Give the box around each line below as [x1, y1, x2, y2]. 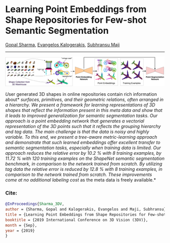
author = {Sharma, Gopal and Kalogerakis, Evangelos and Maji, [5, 207, 142, 212]
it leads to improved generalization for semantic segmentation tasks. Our [5, 112, 158, 118]
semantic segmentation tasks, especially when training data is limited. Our [5, 145, 161, 151]
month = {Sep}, [5, 223, 37, 228]
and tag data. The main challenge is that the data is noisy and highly [5, 129, 149, 135]
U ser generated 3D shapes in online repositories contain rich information [5, 91, 157, 97]
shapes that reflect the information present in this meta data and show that [5, 107, 163, 113]
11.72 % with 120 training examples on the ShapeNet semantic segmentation [5, 155, 165, 161]
